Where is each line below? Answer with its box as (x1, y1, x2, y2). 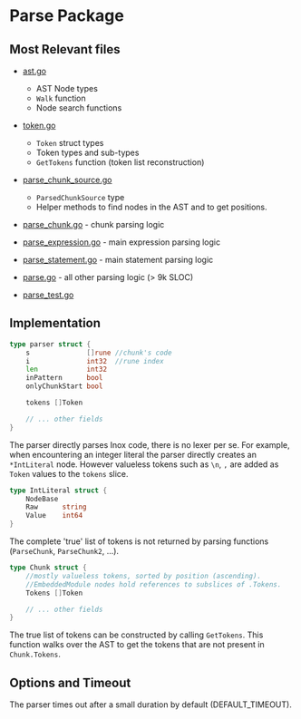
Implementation (9, 316, 102, 331)
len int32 (25, 364, 107, 374)
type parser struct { (9, 339, 92, 349)
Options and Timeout (9, 675, 131, 690)
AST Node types (35, 83, 98, 93)
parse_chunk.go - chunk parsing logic (22, 219, 165, 229)
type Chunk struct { (9, 563, 88, 572)
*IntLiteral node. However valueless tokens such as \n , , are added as (9, 459, 279, 470)
